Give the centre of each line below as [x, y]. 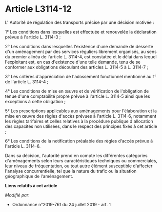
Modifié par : [18, 195]
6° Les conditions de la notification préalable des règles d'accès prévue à [79, 141]
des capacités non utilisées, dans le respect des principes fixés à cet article [81, 126]
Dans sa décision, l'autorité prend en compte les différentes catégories [76, 155]
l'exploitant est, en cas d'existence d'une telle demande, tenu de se [73, 62]
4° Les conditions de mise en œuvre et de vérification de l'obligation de [77, 91]
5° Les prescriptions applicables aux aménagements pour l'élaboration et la [81, 111]
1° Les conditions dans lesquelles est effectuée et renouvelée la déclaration [81, 32]
